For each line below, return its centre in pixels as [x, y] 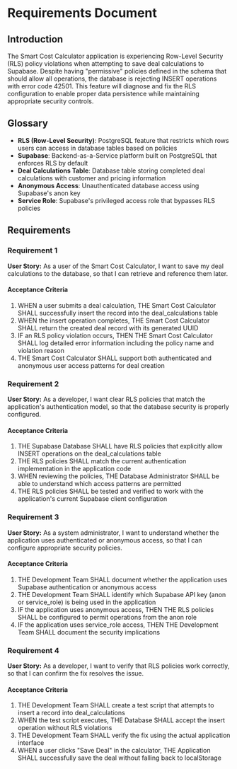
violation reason [41, 350]
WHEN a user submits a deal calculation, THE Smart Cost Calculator [117, 305]
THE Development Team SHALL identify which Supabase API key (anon [122, 594]
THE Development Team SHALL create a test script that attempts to [116, 705]
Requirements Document [82, 13]
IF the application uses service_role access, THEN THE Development [118, 625]
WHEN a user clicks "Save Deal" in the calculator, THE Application [114, 751]
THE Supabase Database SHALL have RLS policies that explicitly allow [120, 446]
